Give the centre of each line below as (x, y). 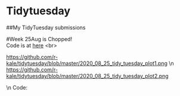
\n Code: (17, 87)
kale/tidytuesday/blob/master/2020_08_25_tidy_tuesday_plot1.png (87, 63)
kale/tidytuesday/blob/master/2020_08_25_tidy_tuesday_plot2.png (87, 76)
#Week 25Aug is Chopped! (39, 39)
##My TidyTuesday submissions (46, 27)
